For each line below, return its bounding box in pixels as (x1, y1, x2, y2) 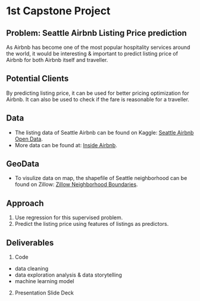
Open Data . (14, 135, 43, 142)
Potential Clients (6, 73, 69, 84)
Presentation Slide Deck (14, 289, 74, 296)
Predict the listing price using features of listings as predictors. (14, 221, 169, 228)
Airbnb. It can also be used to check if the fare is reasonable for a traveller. (6, 95, 189, 103)
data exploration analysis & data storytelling (14, 271, 122, 278)
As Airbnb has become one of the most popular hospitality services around (6, 44, 190, 51)
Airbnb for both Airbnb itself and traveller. (6, 57, 108, 63)
